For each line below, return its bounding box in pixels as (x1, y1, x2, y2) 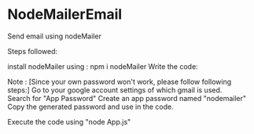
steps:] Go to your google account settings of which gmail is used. (7, 85, 223, 95)
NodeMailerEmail (7, 5, 123, 24)
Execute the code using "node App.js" (7, 117, 131, 126)
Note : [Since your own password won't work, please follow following (7, 77, 232, 86)
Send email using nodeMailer (7, 31, 101, 41)
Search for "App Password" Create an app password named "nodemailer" (7, 93, 247, 103)
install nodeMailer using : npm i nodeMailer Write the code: (7, 61, 198, 71)
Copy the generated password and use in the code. (7, 102, 174, 111)
